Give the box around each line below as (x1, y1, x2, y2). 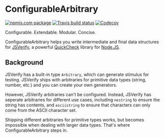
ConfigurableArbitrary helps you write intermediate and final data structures (5, 38, 159, 45)
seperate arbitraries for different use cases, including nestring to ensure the (5, 97, 160, 103)
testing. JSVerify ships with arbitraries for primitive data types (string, (5, 76, 147, 82)
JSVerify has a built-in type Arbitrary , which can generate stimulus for (5, 71, 149, 77)
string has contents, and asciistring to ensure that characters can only (5, 102, 151, 108)
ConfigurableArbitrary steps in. (5, 127, 68, 133)
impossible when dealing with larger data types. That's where (5, 122, 131, 128)
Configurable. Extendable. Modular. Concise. (5, 29, 96, 35)
